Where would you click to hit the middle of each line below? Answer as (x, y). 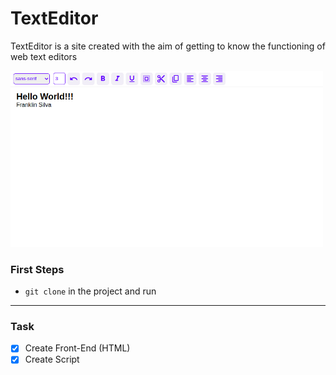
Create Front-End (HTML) (77, 348)
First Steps (37, 269)
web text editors (44, 56)
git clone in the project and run (90, 291)
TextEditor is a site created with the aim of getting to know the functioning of (168, 46)
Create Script (52, 359)
